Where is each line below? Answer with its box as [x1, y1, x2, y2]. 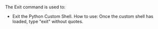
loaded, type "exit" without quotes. [12, 19, 83, 24]
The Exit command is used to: [5, 4, 66, 10]
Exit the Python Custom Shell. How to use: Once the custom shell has [12, 14, 154, 19]
